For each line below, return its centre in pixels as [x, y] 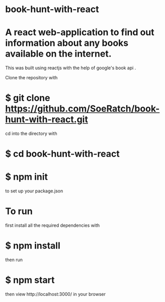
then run [14, 260]
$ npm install [33, 246]
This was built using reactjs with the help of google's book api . [71, 68]
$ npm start [30, 280]
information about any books [67, 43]
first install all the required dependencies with [53, 225]
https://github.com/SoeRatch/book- [82, 109]
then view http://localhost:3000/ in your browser [56, 294]
